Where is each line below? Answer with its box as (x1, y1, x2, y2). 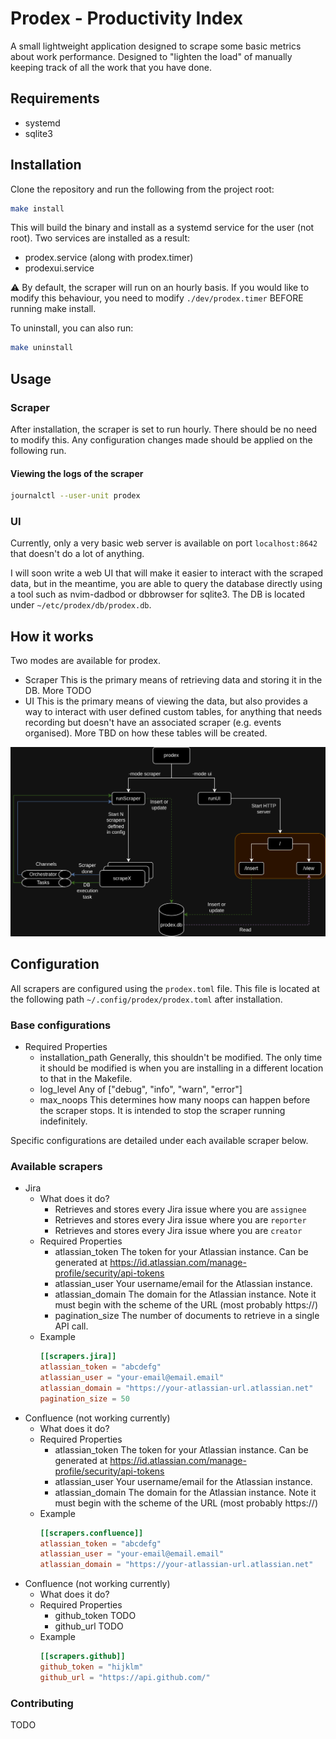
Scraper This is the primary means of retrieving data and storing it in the (24, 674, 323, 686)
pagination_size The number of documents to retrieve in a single (54, 1310, 320, 1322)
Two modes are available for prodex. (10, 655, 161, 667)
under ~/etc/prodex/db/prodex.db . (10, 599, 152, 611)
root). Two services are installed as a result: (10, 232, 191, 244)
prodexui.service (24, 262, 95, 274)
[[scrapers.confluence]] (39, 1528, 144, 1538)
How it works (10, 628, 94, 645)
